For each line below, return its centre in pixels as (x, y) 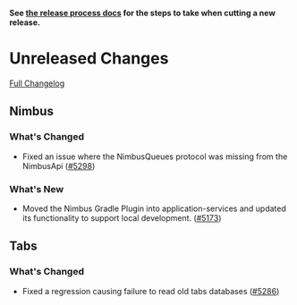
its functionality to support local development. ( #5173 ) (122, 217)
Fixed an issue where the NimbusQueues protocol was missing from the (155, 157)
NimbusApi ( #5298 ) (59, 165)
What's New (37, 189)
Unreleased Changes (89, 59)
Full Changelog (37, 83)
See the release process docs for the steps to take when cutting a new (142, 13)
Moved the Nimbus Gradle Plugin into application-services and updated (154, 208)
